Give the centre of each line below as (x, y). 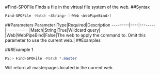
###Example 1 (19, 50)
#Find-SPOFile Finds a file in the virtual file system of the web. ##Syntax (78, 7)
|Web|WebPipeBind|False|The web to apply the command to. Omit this (75, 35)
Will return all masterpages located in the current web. (59, 67)
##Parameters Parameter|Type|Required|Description (58, 25)
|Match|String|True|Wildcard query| (65, 30)
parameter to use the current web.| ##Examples (53, 40)
